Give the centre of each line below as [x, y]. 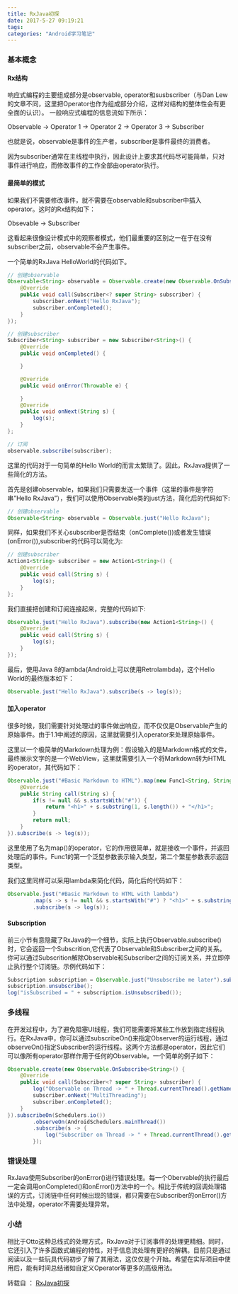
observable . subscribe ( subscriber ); [60, 450]
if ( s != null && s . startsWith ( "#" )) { [90, 800]
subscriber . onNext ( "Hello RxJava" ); [87, 302]
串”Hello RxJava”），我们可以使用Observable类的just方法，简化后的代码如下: [119, 498]
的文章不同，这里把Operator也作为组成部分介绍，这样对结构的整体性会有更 [117, 104]
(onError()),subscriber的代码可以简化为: [65, 541]
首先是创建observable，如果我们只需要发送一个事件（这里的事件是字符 [110, 489]
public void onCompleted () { [63, 354]
